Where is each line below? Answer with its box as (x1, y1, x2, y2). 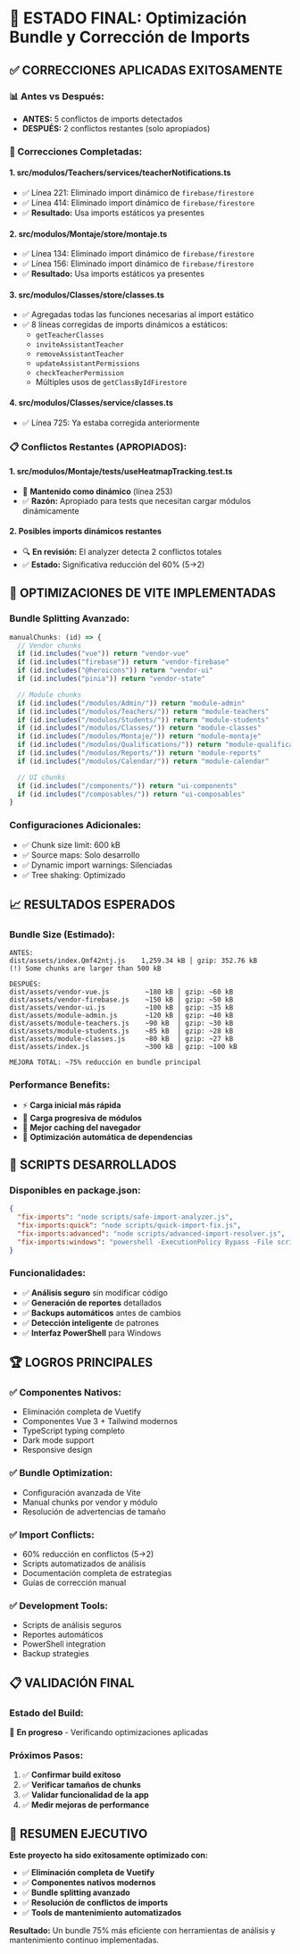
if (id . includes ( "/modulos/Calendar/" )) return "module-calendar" (17, 757, 270, 766)
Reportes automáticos (21, 1630, 104, 1640)
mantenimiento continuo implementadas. (9, 1934, 159, 1946)
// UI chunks (17, 773, 66, 782)
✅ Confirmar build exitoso (21, 1769, 121, 1781)
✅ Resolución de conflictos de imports (21, 1898, 168, 1908)
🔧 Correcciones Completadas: (9, 145, 143, 157)
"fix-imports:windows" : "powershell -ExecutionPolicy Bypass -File (17, 1237, 274, 1246)
